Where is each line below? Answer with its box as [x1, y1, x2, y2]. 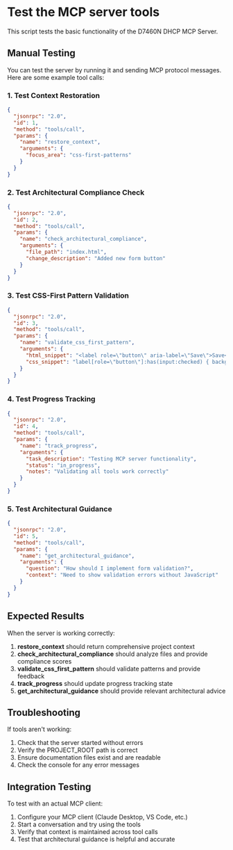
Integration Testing [7, 780, 92, 793]
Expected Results [7, 610, 85, 623]
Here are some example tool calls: [7, 73, 105, 81]
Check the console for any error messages [17, 761, 140, 769]
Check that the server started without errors [17, 739, 144, 747]
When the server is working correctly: [7, 629, 116, 637]
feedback [17, 672, 45, 680]
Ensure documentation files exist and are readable [17, 753, 161, 762]
